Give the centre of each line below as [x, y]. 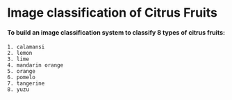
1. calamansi [26, 47]
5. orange [22, 72]
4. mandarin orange [35, 65]
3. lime [18, 59]
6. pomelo [22, 78]
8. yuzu [18, 90]
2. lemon [20, 53]
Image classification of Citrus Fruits [112, 13]
